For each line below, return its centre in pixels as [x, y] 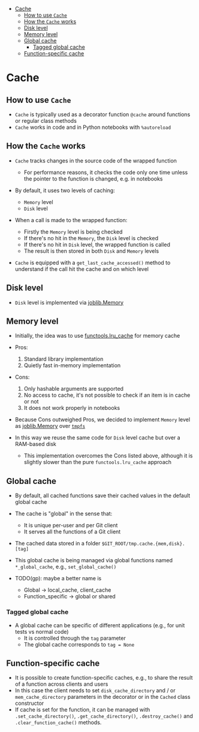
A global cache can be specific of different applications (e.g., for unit [100, 625]
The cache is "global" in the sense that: [64, 513]
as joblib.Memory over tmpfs [50, 426]
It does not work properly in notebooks [72, 408]
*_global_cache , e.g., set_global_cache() [66, 567]
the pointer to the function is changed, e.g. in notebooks [93, 178]
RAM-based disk [36, 444]
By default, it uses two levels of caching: [65, 190]
